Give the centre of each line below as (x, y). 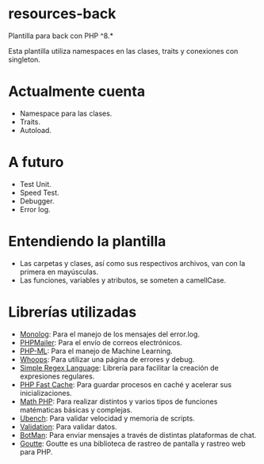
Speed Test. (39, 192)
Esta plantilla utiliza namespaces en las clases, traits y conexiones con (123, 51)
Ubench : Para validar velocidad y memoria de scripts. (107, 418)
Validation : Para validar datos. (68, 426)
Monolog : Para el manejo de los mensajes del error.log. (110, 334)
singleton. (25, 59)
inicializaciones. (46, 393)
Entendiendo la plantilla (87, 242)
